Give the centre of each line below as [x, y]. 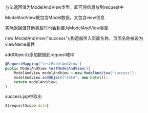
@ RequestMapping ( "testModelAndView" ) [43, 64]
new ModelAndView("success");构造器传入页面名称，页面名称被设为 [74, 38]
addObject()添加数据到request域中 [40, 55]
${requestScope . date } [27, 106]
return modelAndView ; [36, 82]
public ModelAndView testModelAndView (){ [48, 68]
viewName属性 [20, 44]
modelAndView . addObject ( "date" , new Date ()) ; [61, 77]
